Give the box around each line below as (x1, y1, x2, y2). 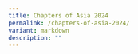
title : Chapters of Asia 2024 (8, 11, 109, 20)
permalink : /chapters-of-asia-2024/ (8, 19, 130, 27)
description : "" (8, 33, 62, 42)
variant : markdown (8, 26, 69, 34)
